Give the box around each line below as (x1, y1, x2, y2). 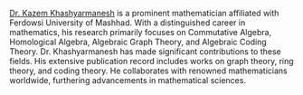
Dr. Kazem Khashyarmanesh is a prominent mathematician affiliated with (9, 8, 279, 18)
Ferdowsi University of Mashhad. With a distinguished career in (9, 17, 246, 28)
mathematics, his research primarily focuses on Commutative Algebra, (9, 27, 272, 37)
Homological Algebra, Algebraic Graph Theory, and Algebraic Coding (9, 36, 267, 47)
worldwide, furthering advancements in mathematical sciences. (9, 75, 247, 85)
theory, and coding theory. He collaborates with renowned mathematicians (9, 65, 288, 76)
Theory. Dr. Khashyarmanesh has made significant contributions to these (9, 46, 282, 57)
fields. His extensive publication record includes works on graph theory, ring (9, 56, 294, 66)
